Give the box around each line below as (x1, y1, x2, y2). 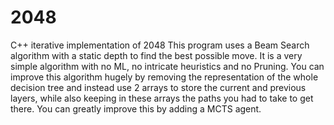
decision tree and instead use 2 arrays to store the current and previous (10, 81, 307, 93)
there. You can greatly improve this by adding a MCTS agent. (10, 102, 262, 115)
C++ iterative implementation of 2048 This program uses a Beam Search (10, 39, 310, 51)
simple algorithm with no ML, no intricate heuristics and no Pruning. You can (10, 60, 325, 72)
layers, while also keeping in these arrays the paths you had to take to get (10, 92, 314, 104)
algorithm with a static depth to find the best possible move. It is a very (10, 49, 303, 61)
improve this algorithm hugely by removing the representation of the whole (10, 71, 319, 83)
